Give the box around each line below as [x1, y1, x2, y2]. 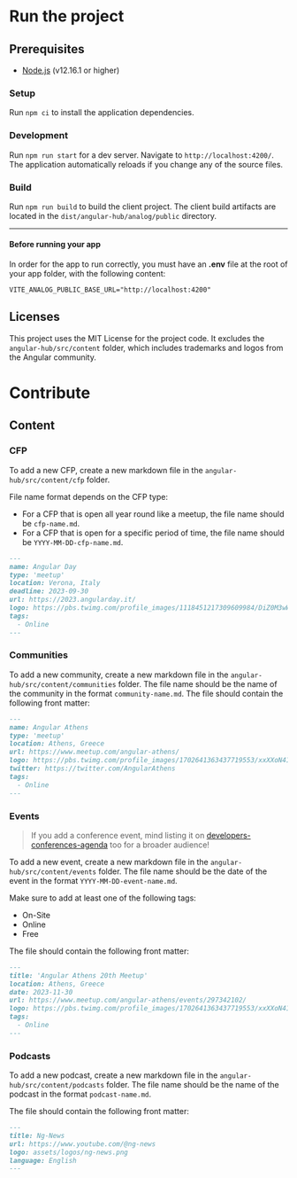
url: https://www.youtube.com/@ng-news [9, 1139, 156, 1149]
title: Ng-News [9, 1131, 65, 1140]
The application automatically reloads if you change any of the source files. [9, 159, 284, 169]
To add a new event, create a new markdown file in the [9, 856, 209, 867]
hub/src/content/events [9, 867, 97, 877]
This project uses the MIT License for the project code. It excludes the [9, 332, 265, 343]
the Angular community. [9, 352, 97, 363]
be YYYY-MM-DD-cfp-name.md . [21, 536, 124, 547]
